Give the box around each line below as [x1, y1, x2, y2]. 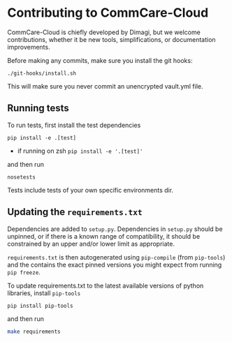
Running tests [7, 103, 70, 114]
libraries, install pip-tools [7, 288, 81, 297]
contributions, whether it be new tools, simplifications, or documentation [7, 35, 216, 43]
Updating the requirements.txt [7, 206, 143, 218]
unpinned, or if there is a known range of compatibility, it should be [7, 232, 201, 240]
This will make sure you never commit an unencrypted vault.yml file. [7, 82, 204, 90]
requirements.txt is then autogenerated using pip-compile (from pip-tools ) [7, 253, 226, 261]
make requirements [7, 328, 61, 336]
